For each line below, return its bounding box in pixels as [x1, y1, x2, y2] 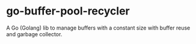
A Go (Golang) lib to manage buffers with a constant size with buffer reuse [6, 24, 191, 31]
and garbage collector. [6, 30, 63, 37]
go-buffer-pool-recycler [6, 4, 130, 18]
